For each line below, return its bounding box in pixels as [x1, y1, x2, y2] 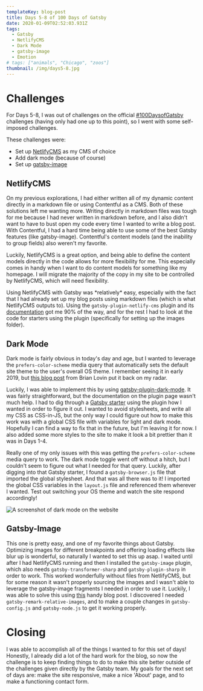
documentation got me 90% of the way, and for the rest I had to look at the [6, 308, 193, 315]
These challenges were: [6, 136, 66, 143]
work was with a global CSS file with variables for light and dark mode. [6, 418, 182, 425]
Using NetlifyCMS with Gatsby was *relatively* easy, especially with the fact [6, 289, 196, 296]
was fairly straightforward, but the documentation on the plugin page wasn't [6, 392, 196, 399]
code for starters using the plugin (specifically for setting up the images [6, 315, 185, 322]
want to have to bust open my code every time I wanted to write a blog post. [6, 220, 196, 228]
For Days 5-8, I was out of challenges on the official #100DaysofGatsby [6, 112, 184, 119]
